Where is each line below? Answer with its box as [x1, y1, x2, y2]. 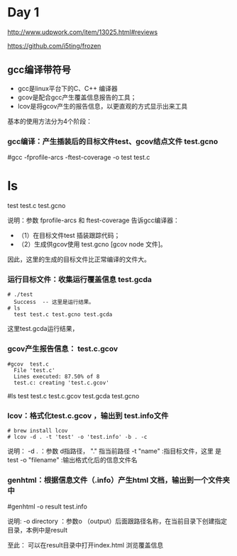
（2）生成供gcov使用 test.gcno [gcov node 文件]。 [17, 239, 167, 249]
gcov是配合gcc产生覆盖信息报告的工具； [17, 93, 137, 102]
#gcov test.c [7, 360, 50, 368]
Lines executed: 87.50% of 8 [13, 373, 100, 380]
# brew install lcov [7, 427, 69, 434]
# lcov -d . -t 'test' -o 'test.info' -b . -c [7, 433, 148, 440]
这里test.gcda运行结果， [7, 325, 79, 333]
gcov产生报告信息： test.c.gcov [7, 344, 118, 354]
